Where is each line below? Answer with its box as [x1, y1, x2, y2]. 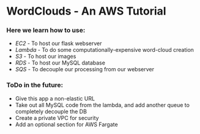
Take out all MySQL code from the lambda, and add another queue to [15, 101, 190, 108]
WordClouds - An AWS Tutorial [6, 4, 166, 18]
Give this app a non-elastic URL [15, 94, 95, 102]
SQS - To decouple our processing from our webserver [15, 66, 155, 73]
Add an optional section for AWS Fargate [15, 121, 118, 128]
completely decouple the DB [15, 108, 87, 115]
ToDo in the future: [6, 81, 64, 90]
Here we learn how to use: [6, 26, 86, 35]
